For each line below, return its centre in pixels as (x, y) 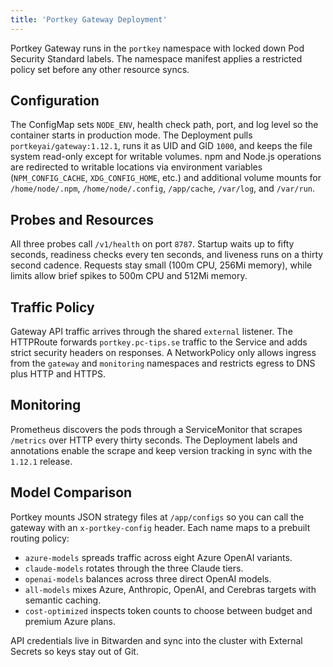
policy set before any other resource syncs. (100, 69)
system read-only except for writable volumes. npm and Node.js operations (166, 157)
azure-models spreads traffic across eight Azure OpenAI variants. (158, 557)
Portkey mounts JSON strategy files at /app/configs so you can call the (157, 517)
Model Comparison (71, 492)
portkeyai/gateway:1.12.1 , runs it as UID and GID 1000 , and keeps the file (161, 146)
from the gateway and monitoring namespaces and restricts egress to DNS (163, 363)
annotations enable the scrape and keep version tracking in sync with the (161, 450)
